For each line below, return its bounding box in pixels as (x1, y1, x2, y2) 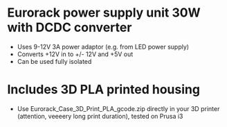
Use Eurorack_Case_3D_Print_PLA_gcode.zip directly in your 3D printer (17, 104, 220, 112)
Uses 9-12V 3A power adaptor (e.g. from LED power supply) (17, 42, 189, 51)
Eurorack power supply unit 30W (7, 5, 201, 21)
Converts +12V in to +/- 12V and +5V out (17, 50, 134, 58)
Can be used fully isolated (17, 57, 92, 65)
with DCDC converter (7, 19, 132, 35)
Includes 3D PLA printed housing (7, 82, 201, 98)
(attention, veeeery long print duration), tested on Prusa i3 (17, 112, 183, 120)
